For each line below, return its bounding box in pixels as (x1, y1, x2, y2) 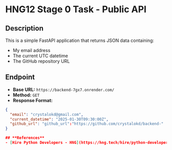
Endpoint (5, 73, 35, 82)
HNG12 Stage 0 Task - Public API (5, 4, 147, 15)
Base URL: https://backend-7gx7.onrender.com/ (12, 86, 115, 92)
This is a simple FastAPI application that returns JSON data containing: (5, 37, 155, 43)
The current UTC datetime (12, 53, 68, 59)
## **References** (5, 135, 45, 141)
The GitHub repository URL (12, 58, 70, 64)
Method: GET (12, 92, 40, 98)
